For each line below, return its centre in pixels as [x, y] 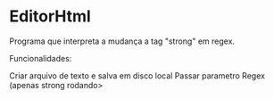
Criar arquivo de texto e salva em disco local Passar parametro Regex [137, 75]
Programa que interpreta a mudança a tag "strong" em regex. [122, 41]
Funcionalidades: [41, 58]
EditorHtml [50, 16]
